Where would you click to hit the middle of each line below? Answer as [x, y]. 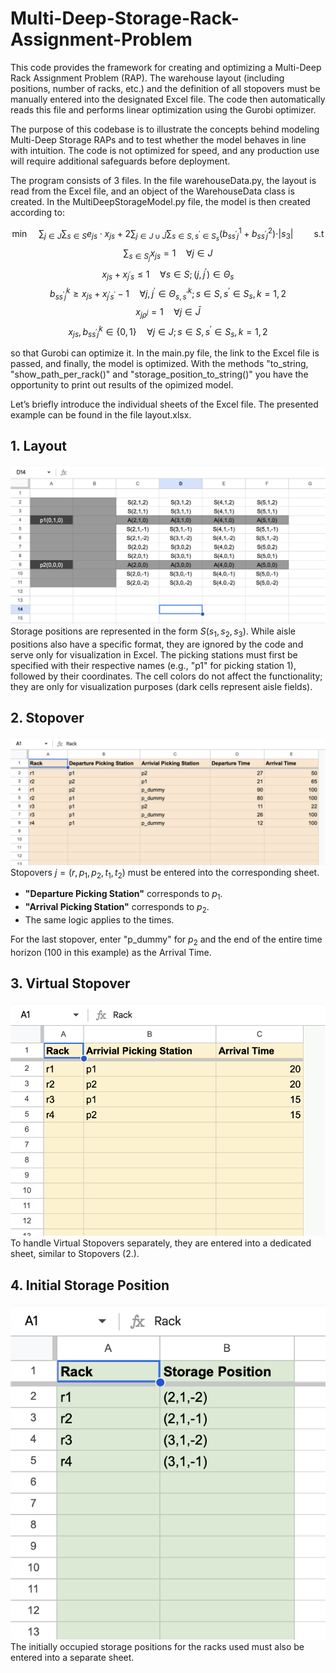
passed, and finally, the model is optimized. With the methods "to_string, [159, 363]
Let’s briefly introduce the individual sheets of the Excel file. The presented [164, 404]
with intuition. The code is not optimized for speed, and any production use [165, 150]
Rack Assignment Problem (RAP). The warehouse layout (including [147, 78]
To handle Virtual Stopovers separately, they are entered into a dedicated [161, 1243]
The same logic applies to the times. [99, 920]
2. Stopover [47, 718]
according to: [37, 212]
